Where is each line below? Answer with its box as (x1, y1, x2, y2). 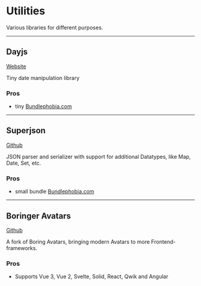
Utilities (6, 4, 45, 18)
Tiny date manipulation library (6, 74, 80, 81)
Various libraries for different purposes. (6, 24, 103, 31)
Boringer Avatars (6, 211, 71, 221)
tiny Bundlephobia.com (14, 103, 72, 110)
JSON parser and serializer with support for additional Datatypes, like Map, (6, 153, 191, 160)
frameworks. (6, 244, 38, 251)
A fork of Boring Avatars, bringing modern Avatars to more (6, 238, 150, 245)
